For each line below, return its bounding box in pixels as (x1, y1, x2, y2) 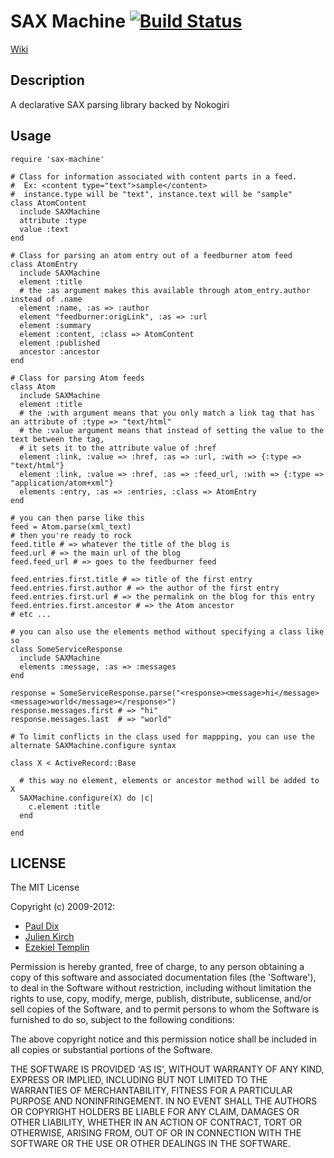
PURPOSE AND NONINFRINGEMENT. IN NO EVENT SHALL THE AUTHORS (10, 1095, 318, 1107)
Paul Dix (24, 920, 60, 932)
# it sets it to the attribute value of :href (19, 443, 217, 453)
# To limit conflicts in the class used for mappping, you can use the (10, 731, 315, 742)
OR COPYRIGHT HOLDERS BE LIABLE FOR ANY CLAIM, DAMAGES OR (10, 1106, 300, 1118)
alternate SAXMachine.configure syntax (10, 740, 177, 750)
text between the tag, (10, 434, 105, 444)
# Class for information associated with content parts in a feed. (10, 171, 298, 182)
